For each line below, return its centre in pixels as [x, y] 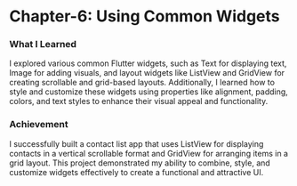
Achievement [39, 125]
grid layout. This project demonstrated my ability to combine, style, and [140, 163]
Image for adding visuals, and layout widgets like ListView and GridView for [147, 73]
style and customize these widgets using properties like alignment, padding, [149, 92]
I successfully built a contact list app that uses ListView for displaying [136, 143]
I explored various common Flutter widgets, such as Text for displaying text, [148, 63]
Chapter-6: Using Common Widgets [144, 16]
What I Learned [43, 44]
